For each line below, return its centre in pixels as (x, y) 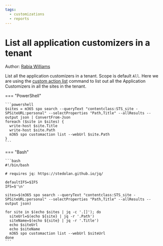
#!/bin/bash (17, 165)
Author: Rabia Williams (27, 67)
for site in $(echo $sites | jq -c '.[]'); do (53, 212)
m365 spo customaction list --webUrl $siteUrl (57, 234)
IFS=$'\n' (15, 187)
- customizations (27, 14)
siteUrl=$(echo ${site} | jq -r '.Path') (52, 217)
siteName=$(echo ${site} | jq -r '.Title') (54, 221)
